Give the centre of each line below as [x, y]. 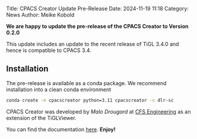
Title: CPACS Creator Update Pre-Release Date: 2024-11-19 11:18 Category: [97, 9]
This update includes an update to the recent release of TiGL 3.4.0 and [93, 44]
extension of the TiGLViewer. [42, 118]
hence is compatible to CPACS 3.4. [49, 50]
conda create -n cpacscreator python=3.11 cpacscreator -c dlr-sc [90, 100]
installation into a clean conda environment [59, 89]
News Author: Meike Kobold [40, 15]
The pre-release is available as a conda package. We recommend [86, 83]
